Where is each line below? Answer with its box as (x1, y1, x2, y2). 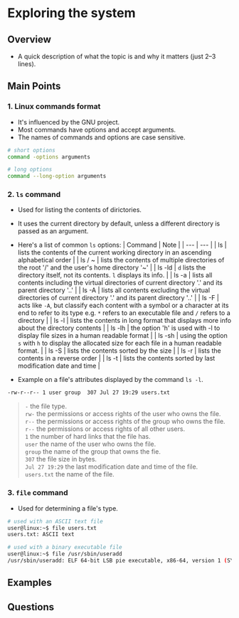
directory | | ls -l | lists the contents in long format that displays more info (17, 316, 232, 325)
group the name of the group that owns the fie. (24, 447, 161, 456)
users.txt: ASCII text (7, 531, 75, 538)
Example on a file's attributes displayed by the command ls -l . (17, 375, 204, 384)
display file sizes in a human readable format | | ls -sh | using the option (17, 331, 228, 340)
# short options (7, 146, 55, 154)
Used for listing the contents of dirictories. (17, 206, 142, 214)
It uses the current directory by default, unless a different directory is (17, 219, 221, 228)
